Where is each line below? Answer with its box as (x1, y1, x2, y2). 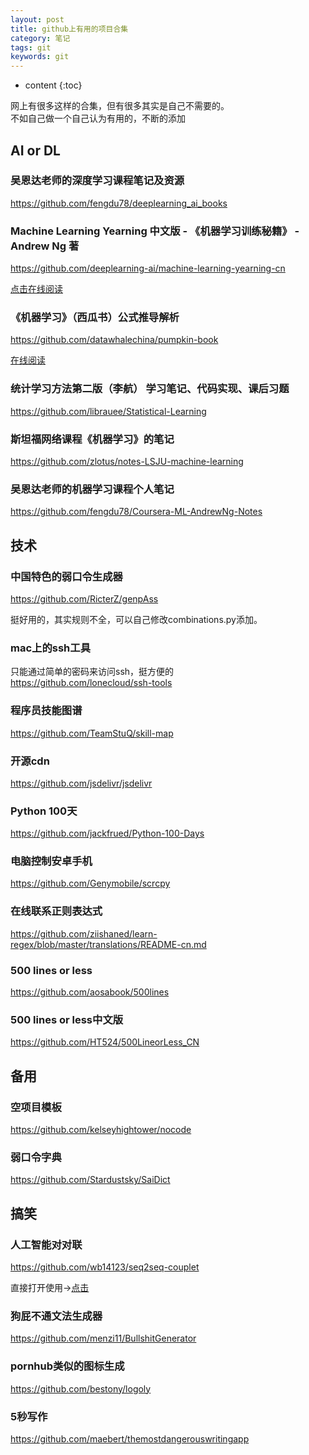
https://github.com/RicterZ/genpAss (10, 592, 159, 605)
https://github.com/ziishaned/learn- (10, 927, 158, 940)
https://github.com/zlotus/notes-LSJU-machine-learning (10, 456, 244, 467)
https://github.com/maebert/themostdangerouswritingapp (10, 1432, 250, 1445)
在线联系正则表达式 (10, 904, 103, 918)
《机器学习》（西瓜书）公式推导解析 (10, 311, 180, 325)
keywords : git (10, 52, 70, 62)
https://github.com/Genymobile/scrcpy (10, 877, 171, 890)
